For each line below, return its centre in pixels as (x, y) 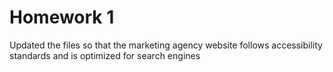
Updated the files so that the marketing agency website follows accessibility (166, 45)
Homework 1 (62, 17)
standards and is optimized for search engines (105, 55)
